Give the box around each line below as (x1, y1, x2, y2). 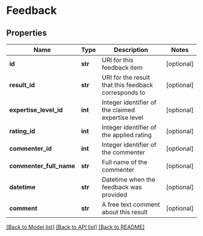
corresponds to (101, 88, 146, 97)
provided (101, 191, 127, 198)
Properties (6, 28, 47, 38)
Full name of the (101, 158, 148, 166)
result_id (9, 81, 35, 89)
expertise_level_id (9, 106, 63, 114)
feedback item (101, 64, 143, 71)
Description (114, 46, 149, 54)
